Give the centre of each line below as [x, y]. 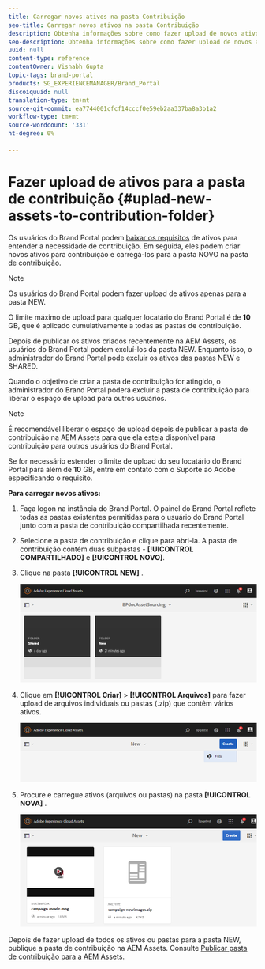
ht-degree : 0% [32, 134]
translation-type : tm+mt [49, 100]
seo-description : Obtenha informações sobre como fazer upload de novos [130, 42]
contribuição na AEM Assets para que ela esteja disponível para [112, 437]
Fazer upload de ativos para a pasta [127, 182]
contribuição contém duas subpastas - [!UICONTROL [106, 549]
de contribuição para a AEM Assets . [66, 956]
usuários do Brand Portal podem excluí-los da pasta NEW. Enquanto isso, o [130, 349]
